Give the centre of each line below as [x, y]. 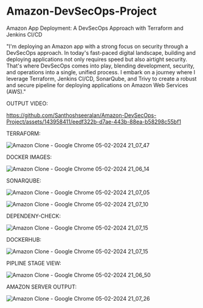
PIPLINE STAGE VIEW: [34, 263]
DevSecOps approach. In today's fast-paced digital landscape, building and [101, 52]
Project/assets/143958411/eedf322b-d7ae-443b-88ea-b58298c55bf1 [94, 121]
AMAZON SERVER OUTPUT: [42, 287]
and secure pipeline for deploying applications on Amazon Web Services [97, 85]
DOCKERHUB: [24, 239]
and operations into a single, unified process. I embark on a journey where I [101, 72]
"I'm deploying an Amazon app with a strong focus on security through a [97, 46]
